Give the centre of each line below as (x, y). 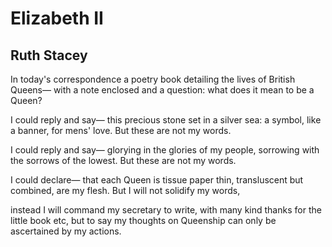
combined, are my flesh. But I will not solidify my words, (125, 190)
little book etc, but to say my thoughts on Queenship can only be (143, 220)
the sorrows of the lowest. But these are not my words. (123, 160)
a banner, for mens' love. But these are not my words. (121, 130)
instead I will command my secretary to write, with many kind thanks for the (166, 210)
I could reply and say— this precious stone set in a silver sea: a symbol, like (166, 120)
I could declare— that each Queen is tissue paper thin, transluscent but (157, 180)
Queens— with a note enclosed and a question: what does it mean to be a (162, 90)
